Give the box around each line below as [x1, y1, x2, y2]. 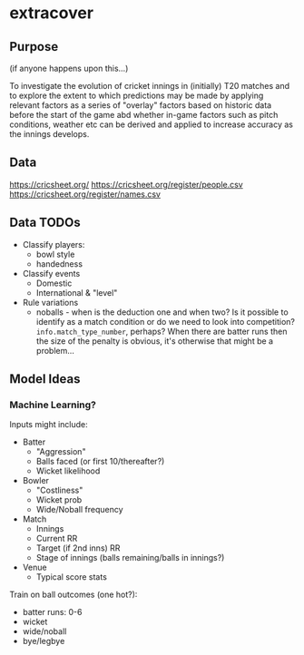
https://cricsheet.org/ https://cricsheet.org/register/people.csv [9, 179, 243, 190]
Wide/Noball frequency [35, 504, 124, 515]
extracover [9, 3, 93, 24]
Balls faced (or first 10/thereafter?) [35, 456, 165, 467]
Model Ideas [9, 371, 81, 387]
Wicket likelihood [35, 465, 101, 476]
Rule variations [22, 297, 79, 308]
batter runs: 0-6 [22, 607, 83, 618]
